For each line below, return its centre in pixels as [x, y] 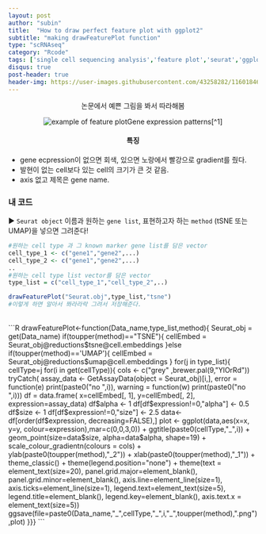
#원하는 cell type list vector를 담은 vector [80, 275]
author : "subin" [35, 23]
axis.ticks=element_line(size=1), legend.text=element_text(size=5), [117, 488]
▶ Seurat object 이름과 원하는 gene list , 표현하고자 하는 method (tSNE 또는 [128, 221]
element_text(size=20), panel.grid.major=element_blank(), [103, 471]
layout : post [30, 15]
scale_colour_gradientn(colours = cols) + [75, 446]
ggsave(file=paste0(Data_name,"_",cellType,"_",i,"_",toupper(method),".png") [133, 513]
